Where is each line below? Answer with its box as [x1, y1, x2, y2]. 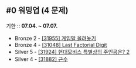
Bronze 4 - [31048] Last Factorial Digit [14, 41, 107, 48]
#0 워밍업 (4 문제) [6, 5, 69, 16]
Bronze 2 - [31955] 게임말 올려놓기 [14, 35, 97, 42]
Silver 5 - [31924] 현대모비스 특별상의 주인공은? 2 [14, 48, 130, 55]
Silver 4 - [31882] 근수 [14, 55, 69, 63]
